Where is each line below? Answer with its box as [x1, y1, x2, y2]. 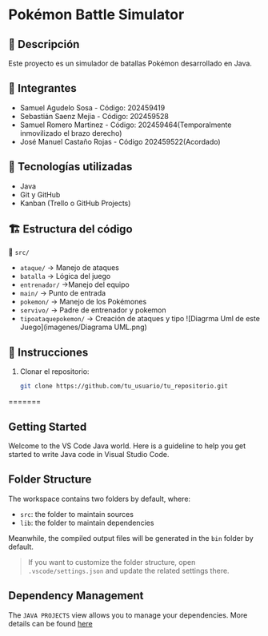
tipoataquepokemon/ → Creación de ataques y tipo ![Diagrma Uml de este [19, 314, 260, 324]
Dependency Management [8, 589, 144, 602]
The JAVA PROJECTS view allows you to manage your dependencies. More [8, 610, 248, 620]
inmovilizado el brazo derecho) [19, 128, 122, 137]
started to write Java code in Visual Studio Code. [8, 449, 170, 459]
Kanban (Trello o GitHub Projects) [19, 198, 131, 208]
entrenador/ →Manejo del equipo [19, 280, 130, 289]
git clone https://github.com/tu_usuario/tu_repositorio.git [19, 382, 229, 391]
